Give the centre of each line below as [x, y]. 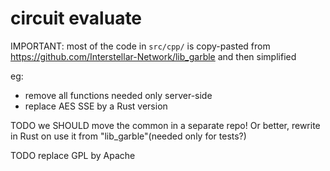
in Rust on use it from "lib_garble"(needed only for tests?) [128, 136]
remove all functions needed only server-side [118, 95]
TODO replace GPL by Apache [73, 155]
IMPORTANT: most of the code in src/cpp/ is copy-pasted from [140, 46]
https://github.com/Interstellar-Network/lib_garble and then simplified [153, 56]
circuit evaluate [76, 18]
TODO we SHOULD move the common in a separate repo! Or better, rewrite [165, 125]
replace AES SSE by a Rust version [96, 106]
